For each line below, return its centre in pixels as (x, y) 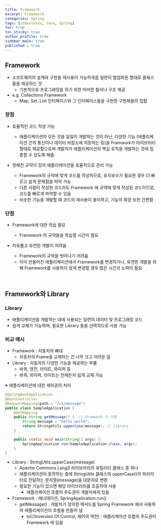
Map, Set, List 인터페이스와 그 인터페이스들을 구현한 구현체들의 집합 (83, 101)
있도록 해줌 (44, 155)
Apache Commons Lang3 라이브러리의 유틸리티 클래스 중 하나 (79, 468)
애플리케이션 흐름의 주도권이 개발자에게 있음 (68, 492)
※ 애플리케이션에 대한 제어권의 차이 (38, 385)
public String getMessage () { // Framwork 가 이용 (65, 417)
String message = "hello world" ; (56, 422)
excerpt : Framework (25, 14)
